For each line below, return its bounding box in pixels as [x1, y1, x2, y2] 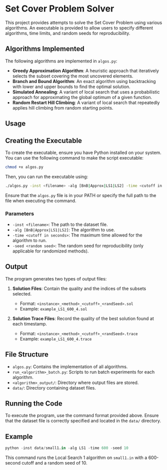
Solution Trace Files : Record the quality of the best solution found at [12, 315, 154, 321]
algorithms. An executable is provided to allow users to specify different [5, 24, 153, 30]
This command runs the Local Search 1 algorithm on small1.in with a [5, 454, 147, 460]
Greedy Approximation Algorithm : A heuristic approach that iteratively [12, 67, 159, 73]
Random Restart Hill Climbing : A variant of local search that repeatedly [12, 99, 160, 105]
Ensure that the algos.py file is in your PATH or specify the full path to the [5, 192, 156, 198]
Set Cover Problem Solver [5, 3, 114, 14]
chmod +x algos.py [5, 164, 43, 169]
